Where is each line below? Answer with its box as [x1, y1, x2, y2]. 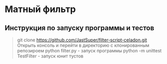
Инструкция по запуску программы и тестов [5, 24, 154, 32]
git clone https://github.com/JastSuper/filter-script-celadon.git [17, 37, 147, 43]
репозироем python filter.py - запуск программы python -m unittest [17, 48, 162, 53]
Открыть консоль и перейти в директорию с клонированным [17, 42, 149, 48]
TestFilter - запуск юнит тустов [17, 53, 84, 59]
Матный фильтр [5, 4, 76, 15]
